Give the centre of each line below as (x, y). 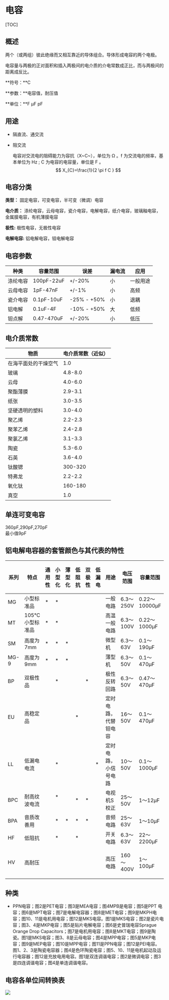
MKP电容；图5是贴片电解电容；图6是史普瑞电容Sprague (98, 925)
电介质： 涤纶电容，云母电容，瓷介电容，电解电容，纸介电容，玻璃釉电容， (83, 211)
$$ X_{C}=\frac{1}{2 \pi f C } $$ (88, 170)
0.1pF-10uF (48, 300)
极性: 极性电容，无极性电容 (33, 228)
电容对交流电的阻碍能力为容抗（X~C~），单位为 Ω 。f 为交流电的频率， (86, 155)
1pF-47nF (46, 290)
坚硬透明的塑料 (26, 410)
